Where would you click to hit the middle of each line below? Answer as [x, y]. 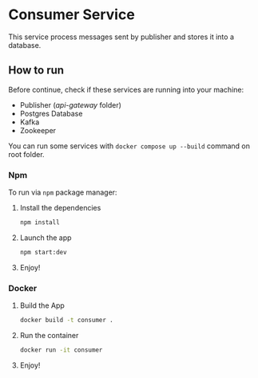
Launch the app [46, 238]
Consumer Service [72, 15]
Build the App [42, 305]
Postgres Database [51, 113]
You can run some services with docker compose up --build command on [129, 146]
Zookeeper [38, 130]
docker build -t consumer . [66, 321]
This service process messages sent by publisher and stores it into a [121, 37]
